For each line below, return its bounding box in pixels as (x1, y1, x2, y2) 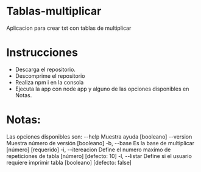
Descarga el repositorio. (15, 66, 76, 73)
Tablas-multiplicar (6, 4, 102, 18)
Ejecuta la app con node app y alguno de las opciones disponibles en (15, 85, 189, 92)
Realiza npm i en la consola (15, 78, 84, 86)
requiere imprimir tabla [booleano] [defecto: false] (6, 159, 132, 166)
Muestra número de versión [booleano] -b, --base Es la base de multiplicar (6, 139, 195, 146)
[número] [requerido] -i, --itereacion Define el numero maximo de (6, 146, 171, 153)
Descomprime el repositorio (15, 72, 85, 80)
